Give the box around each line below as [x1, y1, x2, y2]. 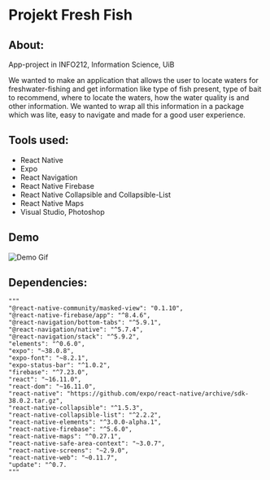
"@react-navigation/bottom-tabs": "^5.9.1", [8, 319, 162, 327]
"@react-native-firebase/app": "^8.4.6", [8, 312, 151, 320]
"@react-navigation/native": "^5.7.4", [8, 325, 144, 334]
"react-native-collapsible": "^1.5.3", [8, 404, 144, 412]
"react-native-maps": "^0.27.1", [8, 433, 122, 441]
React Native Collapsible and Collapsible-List [20, 190, 172, 199]
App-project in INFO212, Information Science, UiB [8, 59, 175, 69]
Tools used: [8, 133, 69, 147]
